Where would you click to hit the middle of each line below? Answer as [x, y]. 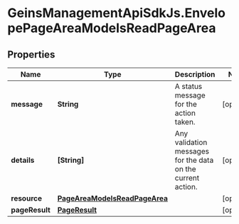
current [187, 178]
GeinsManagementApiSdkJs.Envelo [117, 13]
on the [185, 169]
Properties [31, 54]
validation [191, 142]
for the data [194, 160]
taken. [185, 122]
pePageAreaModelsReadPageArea [112, 28]
